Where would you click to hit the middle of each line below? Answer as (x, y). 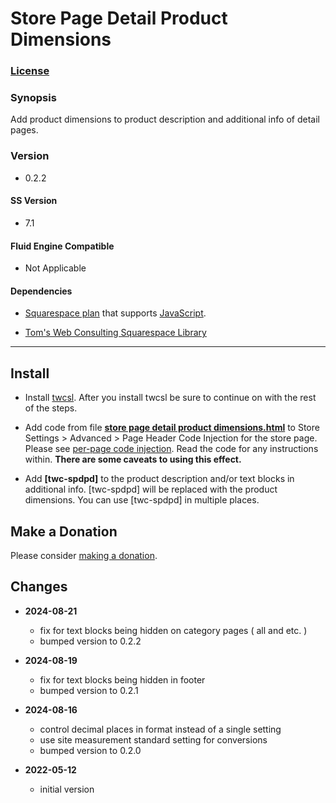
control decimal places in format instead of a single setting (160, 729)
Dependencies (41, 291)
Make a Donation (64, 531)
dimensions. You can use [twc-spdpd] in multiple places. (142, 500)
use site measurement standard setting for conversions (153, 739)
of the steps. (51, 408)
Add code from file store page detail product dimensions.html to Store (172, 428)
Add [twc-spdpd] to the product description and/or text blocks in (159, 479)
